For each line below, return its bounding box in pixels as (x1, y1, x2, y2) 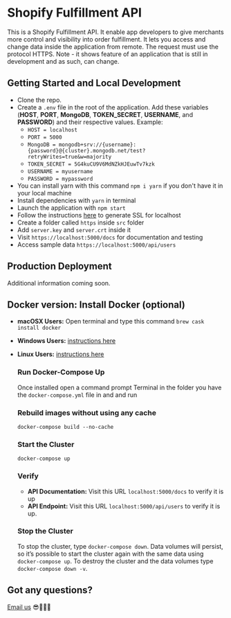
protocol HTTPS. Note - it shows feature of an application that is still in (7, 50, 208, 58)
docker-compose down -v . (17, 564, 88, 572)
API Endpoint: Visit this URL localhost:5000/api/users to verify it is (27, 502, 221, 510)
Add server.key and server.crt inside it (17, 225, 131, 233)
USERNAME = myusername (27, 168, 93, 175)
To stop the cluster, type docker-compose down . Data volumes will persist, (17, 542, 223, 550)
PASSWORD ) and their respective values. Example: (17, 118, 164, 126)
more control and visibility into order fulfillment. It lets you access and (7, 35, 206, 43)
